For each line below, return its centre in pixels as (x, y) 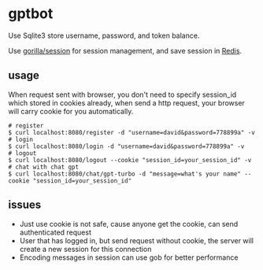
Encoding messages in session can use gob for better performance (129, 257)
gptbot (31, 14)
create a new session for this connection (85, 249)
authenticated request (56, 232)
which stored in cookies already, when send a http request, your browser (127, 102)
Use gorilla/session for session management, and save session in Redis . (125, 50)
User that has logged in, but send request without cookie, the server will (137, 240)
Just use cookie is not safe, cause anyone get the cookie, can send (129, 224)
